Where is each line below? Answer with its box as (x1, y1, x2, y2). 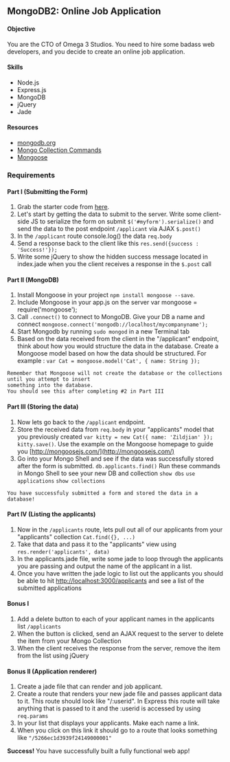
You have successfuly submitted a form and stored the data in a (7, 490, 198, 497)
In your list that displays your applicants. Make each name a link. (16, 719, 200, 728)
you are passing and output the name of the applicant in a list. (16, 562, 192, 570)
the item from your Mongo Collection (16, 636, 122, 645)
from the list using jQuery (16, 651, 89, 660)
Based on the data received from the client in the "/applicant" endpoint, (16, 335, 220, 343)
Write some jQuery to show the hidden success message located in (16, 252, 208, 261)
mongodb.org (16, 139, 56, 146)
